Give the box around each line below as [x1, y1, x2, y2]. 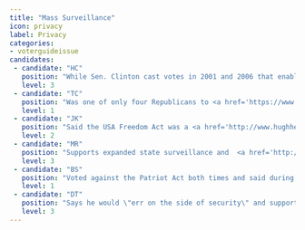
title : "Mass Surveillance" [9, 13, 116, 23]
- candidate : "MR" [13, 139, 84, 149]
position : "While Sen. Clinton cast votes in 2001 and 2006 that [21, 72, 274, 81]
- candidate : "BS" [13, 165, 84, 174]
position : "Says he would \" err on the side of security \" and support [21, 198, 299, 208]
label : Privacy [9, 30, 67, 39]
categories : [9, 38, 54, 48]
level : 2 [21, 131, 54, 140]
